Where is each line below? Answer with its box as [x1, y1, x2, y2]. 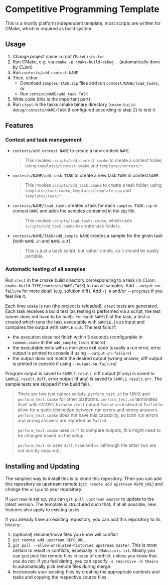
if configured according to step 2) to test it [67, 106, 155, 112]
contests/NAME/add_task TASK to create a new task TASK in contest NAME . [12, 172, 160, 179]
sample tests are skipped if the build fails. [5, 381, 91, 387]
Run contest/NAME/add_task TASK [20, 90, 88, 96]
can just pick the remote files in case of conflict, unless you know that [12, 552, 157, 558]
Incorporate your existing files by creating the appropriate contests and [12, 568, 160, 574]
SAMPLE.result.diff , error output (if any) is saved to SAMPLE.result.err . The [5, 376, 162, 382]
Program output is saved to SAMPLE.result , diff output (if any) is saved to [5, 370, 155, 376]
